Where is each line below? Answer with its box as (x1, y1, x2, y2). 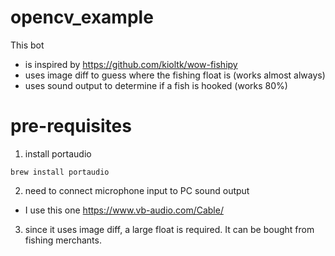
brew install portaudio (10, 167, 110, 177)
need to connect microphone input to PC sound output (24, 184, 250, 196)
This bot (10, 39, 45, 51)
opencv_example (10, 6, 154, 29)
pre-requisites (10, 115, 132, 138)
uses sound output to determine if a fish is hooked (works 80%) (24, 79, 288, 91)
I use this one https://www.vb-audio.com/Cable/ (24, 204, 224, 216)
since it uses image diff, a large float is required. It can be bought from (24, 223, 315, 235)
